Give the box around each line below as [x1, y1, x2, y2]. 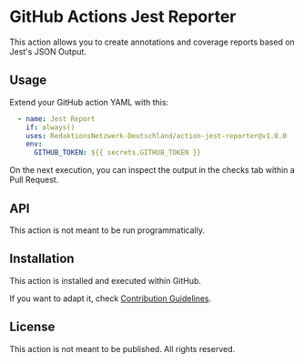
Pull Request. [9, 175, 59, 186]
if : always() [25, 123, 76, 132]
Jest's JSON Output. [9, 45, 86, 56]
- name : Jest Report [17, 114, 96, 124]
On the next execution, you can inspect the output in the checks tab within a [9, 165, 296, 176]
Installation [9, 251, 75, 267]
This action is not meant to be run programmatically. [9, 225, 205, 236]
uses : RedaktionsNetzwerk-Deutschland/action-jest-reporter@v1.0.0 [25, 131, 287, 140]
